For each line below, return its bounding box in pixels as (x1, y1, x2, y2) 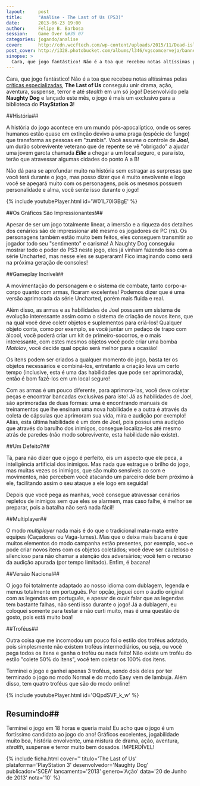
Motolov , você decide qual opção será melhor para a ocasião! (6, 344, 158, 351)
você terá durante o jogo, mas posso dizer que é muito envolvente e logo (6, 173, 186, 180)
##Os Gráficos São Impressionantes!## (6, 209, 103, 216)
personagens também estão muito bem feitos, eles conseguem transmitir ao (6, 234, 193, 241)
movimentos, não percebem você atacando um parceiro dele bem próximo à (6, 473, 193, 480)
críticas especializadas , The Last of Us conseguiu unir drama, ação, (6, 81, 173, 88)
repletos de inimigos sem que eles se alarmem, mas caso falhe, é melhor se (6, 497, 192, 505)
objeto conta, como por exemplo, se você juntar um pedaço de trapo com (6, 325, 187, 332)
